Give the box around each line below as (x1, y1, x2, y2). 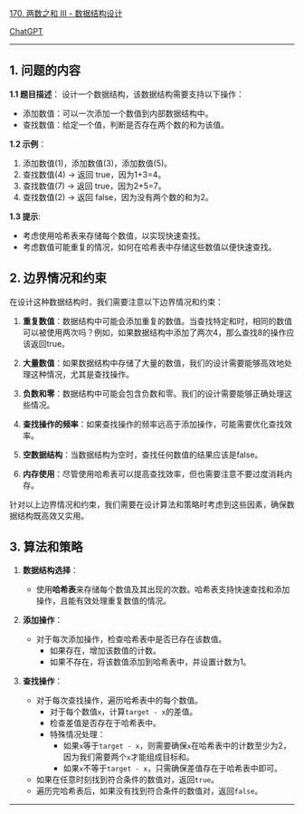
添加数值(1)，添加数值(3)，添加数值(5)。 (22, 158, 173, 168)
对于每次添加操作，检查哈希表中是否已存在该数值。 (35, 634, 227, 645)
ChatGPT (9, 26, 43, 36)
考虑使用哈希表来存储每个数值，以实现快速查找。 (22, 230, 205, 241)
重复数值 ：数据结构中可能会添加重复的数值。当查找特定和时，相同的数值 (22, 315, 292, 326)
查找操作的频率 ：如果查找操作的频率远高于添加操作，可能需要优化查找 (22, 418, 285, 429)
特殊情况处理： (49, 729, 106, 740)
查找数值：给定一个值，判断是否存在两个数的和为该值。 (22, 119, 229, 129)
